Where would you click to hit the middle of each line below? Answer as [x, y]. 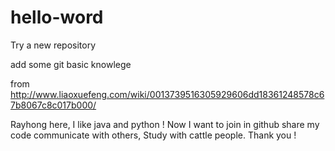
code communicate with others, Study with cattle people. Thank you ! [153, 135]
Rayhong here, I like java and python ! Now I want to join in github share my [165, 124]
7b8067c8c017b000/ [53, 105]
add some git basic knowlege [71, 64]
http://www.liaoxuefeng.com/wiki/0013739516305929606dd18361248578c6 [167, 94]
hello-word [57, 17]
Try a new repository [53, 45]
